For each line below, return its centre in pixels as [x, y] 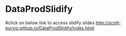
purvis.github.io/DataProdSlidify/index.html [50, 28]
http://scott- [108, 23]
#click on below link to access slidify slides [50, 23]
